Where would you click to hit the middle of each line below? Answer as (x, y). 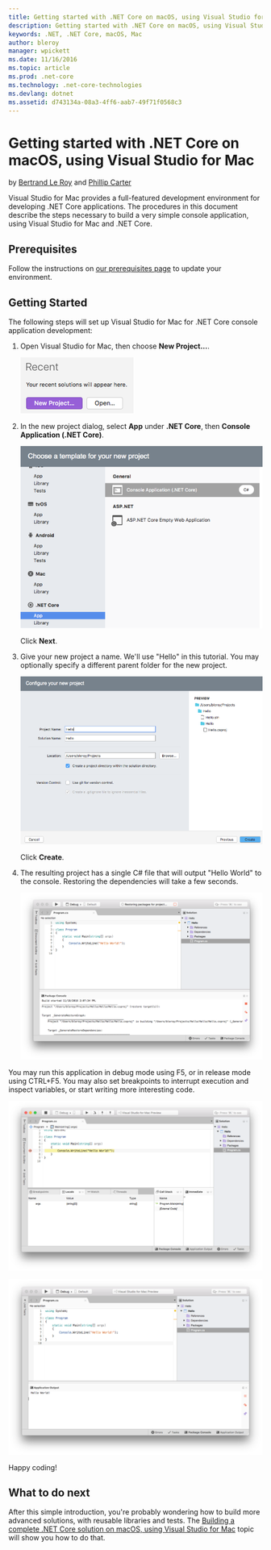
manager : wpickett (39, 51)
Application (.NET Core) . (62, 435)
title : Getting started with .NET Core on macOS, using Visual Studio (129, 17)
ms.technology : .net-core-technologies (75, 85)
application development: (50, 330)
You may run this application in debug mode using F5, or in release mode (130, 1073)
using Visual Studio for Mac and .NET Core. (81, 224)
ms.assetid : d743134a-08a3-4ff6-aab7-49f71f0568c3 (95, 102)
